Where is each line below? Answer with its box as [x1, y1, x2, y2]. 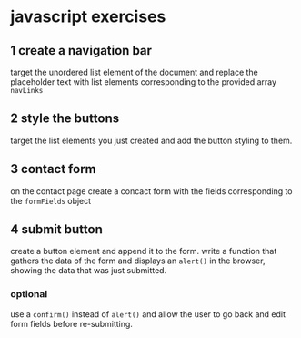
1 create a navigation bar [10, 43, 153, 58]
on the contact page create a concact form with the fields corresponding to [10, 185, 294, 197]
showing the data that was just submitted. [10, 265, 167, 276]
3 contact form [10, 161, 96, 177]
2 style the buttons [10, 111, 120, 127]
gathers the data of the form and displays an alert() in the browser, [10, 255, 266, 266]
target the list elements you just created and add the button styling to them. [10, 135, 293, 146]
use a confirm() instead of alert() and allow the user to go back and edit [10, 308, 286, 320]
